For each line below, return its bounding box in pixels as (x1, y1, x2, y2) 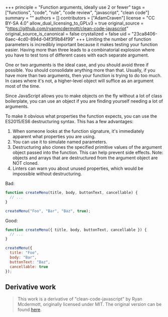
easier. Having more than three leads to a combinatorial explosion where (5, 47, 155, 53)
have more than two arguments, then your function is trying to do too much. (5, 73, 162, 78)
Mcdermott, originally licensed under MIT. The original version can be (17, 301, 162, 307)
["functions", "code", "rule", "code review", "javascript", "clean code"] (5, 10, 149, 16)
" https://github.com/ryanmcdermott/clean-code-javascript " (5, 26, 129, 32)
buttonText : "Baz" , (10, 259, 51, 264)
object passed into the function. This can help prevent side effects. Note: (12, 150, 163, 155)
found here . (17, 306, 42, 312)
